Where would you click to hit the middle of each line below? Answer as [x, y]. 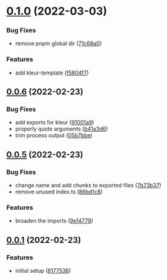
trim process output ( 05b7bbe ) [54, 135]
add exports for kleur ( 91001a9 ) [55, 123]
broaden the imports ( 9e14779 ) [54, 221]
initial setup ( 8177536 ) [43, 271]
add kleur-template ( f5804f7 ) [52, 73]
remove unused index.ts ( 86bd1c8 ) [59, 192]
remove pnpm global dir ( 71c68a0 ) [59, 43]
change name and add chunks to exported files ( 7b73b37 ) [88, 185]
